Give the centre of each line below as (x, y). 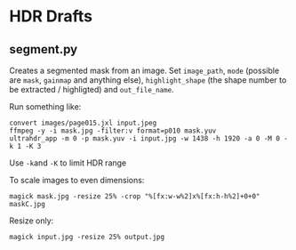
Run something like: (45, 107)
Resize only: (32, 221)
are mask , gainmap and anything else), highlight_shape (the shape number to (148, 80)
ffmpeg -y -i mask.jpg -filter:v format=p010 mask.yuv (113, 131)
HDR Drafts (51, 16)
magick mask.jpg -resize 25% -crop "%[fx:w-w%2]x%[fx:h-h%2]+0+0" (135, 197)
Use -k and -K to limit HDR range (68, 163)
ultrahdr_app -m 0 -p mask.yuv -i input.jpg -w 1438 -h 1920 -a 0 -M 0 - (149, 139)
